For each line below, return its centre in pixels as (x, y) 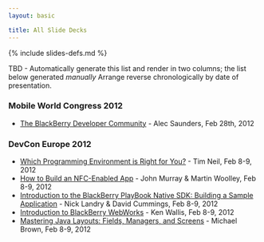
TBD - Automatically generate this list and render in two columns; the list (128, 68)
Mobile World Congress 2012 (66, 106)
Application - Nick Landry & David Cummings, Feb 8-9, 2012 (119, 204)
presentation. (30, 85)
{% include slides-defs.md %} (58, 53)
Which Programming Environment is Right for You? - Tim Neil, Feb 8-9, (136, 161)
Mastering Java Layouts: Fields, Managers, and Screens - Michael (128, 221)
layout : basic (32, 16)
